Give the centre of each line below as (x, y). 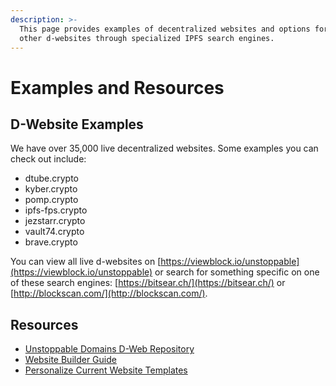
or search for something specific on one (237, 272)
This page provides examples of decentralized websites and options (165, 29)
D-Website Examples (77, 124)
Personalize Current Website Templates (106, 370)
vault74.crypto (54, 232)
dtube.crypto (51, 178)
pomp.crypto (51, 200)
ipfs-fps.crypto (56, 210)
